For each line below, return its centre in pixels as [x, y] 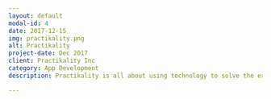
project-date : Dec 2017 [48, 53]
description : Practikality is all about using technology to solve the [131, 76]
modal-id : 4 [28, 23]
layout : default [35, 16]
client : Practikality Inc [52, 61]
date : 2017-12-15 [38, 31]
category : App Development [54, 68]
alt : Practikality [39, 46]
